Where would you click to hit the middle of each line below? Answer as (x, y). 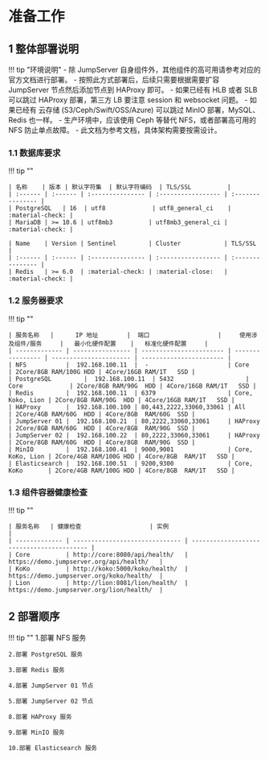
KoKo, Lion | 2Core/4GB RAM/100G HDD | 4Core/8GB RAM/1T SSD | (122, 456)
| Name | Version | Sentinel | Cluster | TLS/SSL (132, 244)
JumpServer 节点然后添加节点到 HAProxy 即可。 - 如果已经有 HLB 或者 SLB (133, 90)
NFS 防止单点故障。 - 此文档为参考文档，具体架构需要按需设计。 (115, 130)
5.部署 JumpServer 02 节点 (51, 701)
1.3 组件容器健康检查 (48, 492)
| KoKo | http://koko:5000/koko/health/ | (98, 569)
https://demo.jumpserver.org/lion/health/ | (86, 590)
